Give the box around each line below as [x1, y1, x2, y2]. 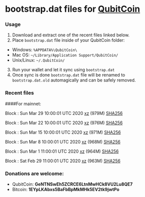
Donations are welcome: [5, 170, 64, 177]
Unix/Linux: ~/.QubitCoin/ [12, 57, 65, 63]
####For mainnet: [5, 101, 41, 107]
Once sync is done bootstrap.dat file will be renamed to [12, 72, 125, 78]
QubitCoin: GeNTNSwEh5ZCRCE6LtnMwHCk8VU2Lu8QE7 [12, 181, 133, 187]
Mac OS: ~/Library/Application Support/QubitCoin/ [12, 52, 119, 58]
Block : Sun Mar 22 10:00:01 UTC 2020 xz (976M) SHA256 [5, 119, 123, 126]
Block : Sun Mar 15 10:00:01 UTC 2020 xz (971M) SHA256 [5, 129, 121, 135]
